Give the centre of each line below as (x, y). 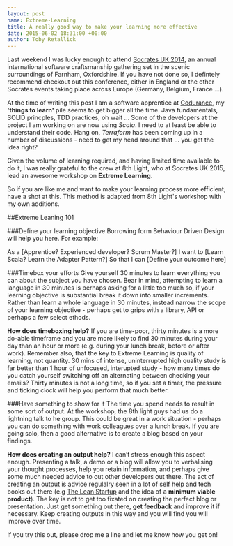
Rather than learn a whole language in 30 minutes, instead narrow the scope (116, 303)
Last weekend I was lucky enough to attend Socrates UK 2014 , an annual (112, 59)
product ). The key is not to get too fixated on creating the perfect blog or (112, 499)
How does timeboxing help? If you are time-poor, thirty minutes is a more (113, 331)
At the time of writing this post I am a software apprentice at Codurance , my (116, 103)
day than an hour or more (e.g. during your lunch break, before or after (109, 346)
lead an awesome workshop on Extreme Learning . (80, 176)
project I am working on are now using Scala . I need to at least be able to (112, 125)
